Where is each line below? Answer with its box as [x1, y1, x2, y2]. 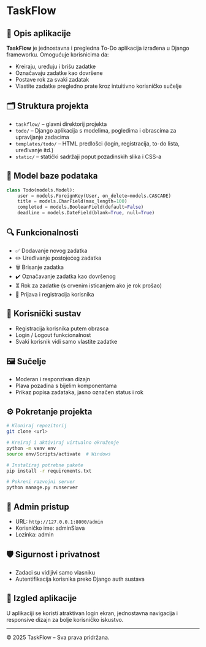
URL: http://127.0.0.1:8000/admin [15, 517, 104, 525]
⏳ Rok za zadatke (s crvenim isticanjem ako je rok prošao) [15, 282, 162, 289]
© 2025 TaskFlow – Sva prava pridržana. [6, 633, 110, 641]
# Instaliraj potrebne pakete [6, 462, 84, 468]
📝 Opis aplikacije [6, 28, 72, 39]
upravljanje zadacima [15, 133, 69, 141]
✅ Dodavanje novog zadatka [15, 247, 88, 254]
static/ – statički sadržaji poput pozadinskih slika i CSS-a [15, 153, 162, 160]
